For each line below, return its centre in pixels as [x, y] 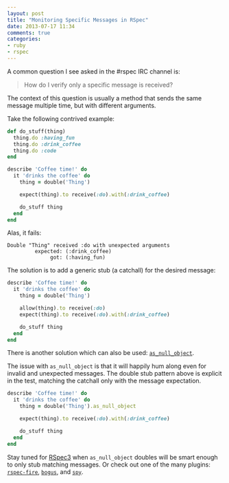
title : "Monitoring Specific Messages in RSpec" [78, 20]
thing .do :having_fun [44, 138]
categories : [24, 39]
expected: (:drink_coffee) [73, 252]
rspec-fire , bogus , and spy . [45, 471]
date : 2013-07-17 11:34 [41, 26]
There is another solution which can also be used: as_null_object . [100, 353]
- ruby [16, 45]
